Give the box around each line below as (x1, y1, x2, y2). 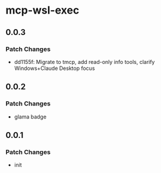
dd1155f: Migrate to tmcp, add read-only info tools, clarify (14, 58, 155, 65)
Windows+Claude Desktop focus (14, 65, 96, 72)
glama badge (14, 113, 47, 120)
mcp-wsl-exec (5, 4, 80, 17)
